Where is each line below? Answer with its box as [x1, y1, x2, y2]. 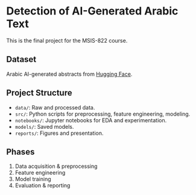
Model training [14, 176, 51, 183]
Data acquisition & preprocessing [14, 162, 98, 170]
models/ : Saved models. [14, 123, 74, 130]
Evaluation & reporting [14, 182, 71, 189]
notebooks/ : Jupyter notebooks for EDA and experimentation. [14, 116, 167, 124]
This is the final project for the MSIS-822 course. [6, 37, 128, 44]
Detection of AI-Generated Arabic [6, 4, 179, 18]
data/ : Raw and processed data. [14, 104, 95, 111]
